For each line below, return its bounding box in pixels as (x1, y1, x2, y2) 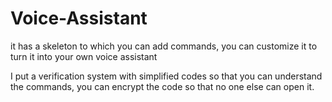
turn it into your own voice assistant (10, 50, 158, 62)
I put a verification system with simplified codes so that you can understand (10, 70, 323, 82)
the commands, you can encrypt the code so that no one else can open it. (10, 80, 315, 92)
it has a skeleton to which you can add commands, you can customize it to (10, 40, 318, 52)
